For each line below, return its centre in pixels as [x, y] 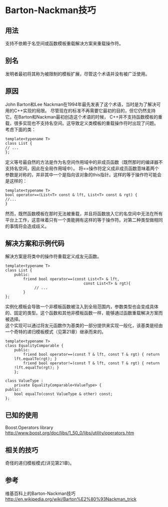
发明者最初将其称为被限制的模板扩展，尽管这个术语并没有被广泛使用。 [77, 74]
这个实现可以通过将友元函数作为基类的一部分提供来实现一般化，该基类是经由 [84, 326]
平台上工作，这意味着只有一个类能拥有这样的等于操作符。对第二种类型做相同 [84, 220]
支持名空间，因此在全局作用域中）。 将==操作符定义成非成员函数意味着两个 [82, 168]
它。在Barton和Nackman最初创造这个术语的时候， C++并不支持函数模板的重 [84, 117]
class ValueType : [24, 381]
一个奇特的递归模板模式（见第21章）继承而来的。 [56, 332]
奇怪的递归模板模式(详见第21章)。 [40, 463]
